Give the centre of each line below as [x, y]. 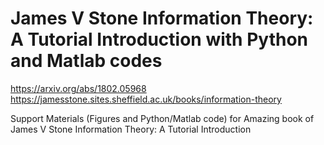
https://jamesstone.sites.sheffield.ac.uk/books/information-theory [146, 99]
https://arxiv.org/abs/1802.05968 [78, 88]
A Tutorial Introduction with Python [159, 39]
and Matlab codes [86, 61]
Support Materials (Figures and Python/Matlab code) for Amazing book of [162, 118]
